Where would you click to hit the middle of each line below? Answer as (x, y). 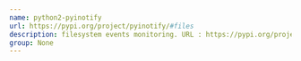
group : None (31, 43)
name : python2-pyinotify (56, 17)
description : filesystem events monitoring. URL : (106, 34)
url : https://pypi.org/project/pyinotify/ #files (102, 26)
